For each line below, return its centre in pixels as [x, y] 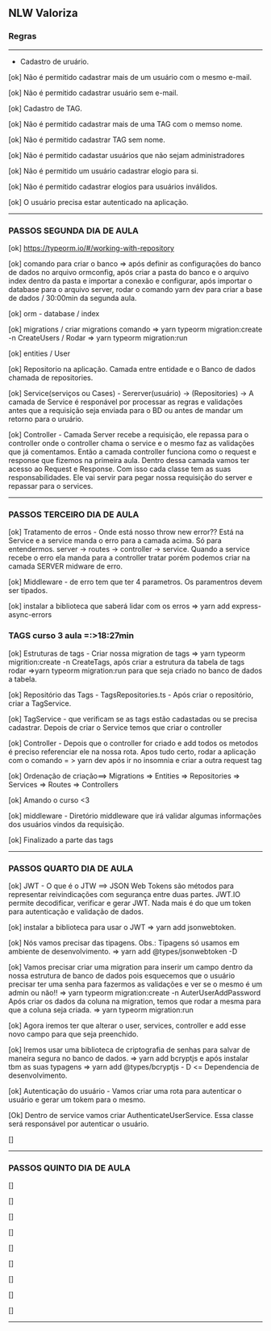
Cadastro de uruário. [54, 61]
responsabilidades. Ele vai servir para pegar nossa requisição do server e [130, 477]
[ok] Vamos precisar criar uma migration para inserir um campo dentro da [131, 966]
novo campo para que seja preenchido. [73, 1034]
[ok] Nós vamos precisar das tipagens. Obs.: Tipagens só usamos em [124, 942]
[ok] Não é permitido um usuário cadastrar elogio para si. [104, 171]
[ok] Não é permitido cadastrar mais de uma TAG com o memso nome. [126, 123]
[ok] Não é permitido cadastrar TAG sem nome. [87, 140]
